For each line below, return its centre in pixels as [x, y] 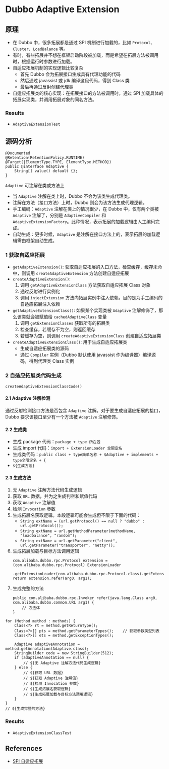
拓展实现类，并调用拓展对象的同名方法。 [54, 99]
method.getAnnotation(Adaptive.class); [47, 649]
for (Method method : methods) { [40, 621]
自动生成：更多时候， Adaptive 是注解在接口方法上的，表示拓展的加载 [84, 234]
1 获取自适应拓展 [25, 255]
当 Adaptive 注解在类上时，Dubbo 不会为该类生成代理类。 [72, 196]
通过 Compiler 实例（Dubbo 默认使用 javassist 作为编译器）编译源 [88, 355]
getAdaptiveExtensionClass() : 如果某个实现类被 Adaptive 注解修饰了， [86, 310]
